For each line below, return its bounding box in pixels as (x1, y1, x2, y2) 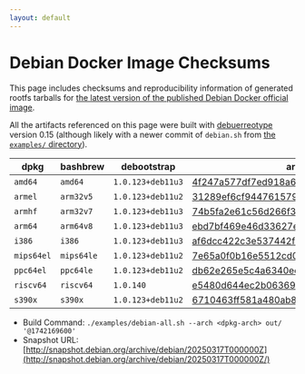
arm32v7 (60, 206, 93, 216)
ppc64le (60, 265, 93, 275)
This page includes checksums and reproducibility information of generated (9, 83, 293, 93)
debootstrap (121, 160, 176, 172)
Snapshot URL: (22, 334, 79, 345)
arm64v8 (60, 221, 93, 231)
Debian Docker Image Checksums (9, 52, 271, 73)
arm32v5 (60, 192, 93, 202)
